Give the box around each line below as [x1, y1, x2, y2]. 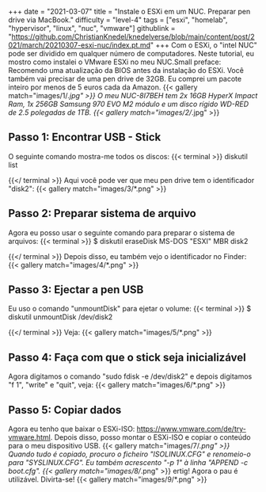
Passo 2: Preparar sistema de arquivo [8, 207, 196, 220]
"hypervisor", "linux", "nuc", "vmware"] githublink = [8, 24, 176, 32]
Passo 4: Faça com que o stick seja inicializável [8, 350, 247, 364]
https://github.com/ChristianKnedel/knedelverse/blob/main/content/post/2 [11, 32, 255, 41]
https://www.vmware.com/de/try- [136, 424, 247, 434]
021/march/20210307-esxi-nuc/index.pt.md [8, 40, 150, 50]
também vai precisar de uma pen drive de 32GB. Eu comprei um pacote [8, 74, 242, 83]
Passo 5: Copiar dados [8, 403, 122, 417]
